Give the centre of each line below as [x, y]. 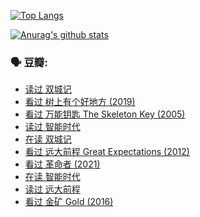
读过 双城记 [48, 89]
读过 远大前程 [52, 189]
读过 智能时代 [52, 127]
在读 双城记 [48, 139]
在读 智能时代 [52, 177]
